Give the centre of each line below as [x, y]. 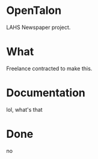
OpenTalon [34, 11]
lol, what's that [25, 109]
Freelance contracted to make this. [49, 68]
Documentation [46, 93]
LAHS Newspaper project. [38, 27]
